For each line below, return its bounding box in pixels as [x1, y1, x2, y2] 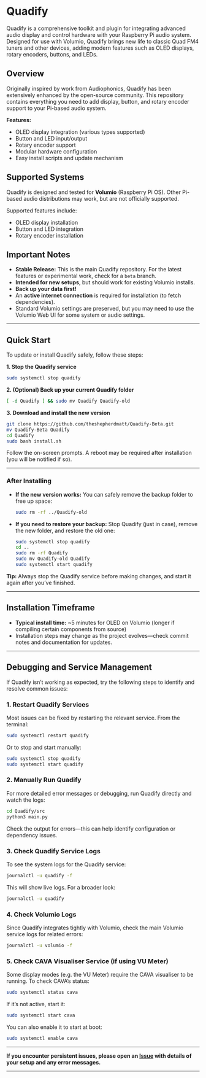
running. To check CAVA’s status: [6, 977, 90, 985]
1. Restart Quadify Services [6, 700, 90, 708]
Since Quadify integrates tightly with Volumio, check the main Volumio [6, 924, 184, 931]
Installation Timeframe [6, 603, 95, 613]
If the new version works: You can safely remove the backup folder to [15, 491, 193, 498]
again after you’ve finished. [6, 579, 75, 586]
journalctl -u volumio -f [6, 942, 72, 948]
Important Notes [6, 249, 71, 260]
